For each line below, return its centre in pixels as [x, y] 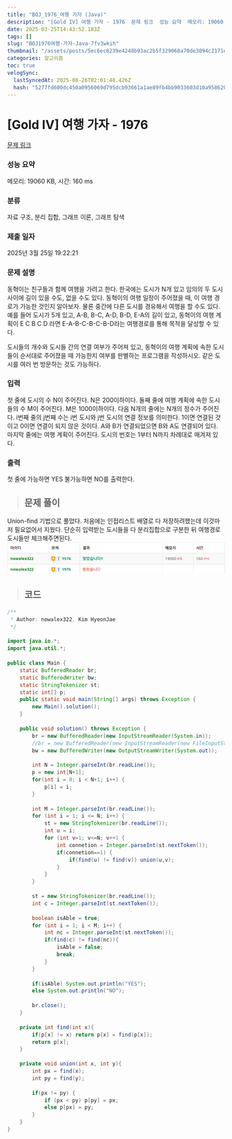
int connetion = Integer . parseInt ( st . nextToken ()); [132, 845]
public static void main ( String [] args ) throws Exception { [108, 700]
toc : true [21, 66]
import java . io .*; [33, 641]
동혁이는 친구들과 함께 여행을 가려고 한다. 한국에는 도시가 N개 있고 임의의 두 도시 [115, 289]
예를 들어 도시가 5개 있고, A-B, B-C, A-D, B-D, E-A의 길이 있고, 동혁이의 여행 [111, 315]
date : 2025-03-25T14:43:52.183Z [54, 29]
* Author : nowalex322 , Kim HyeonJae [63, 619]
